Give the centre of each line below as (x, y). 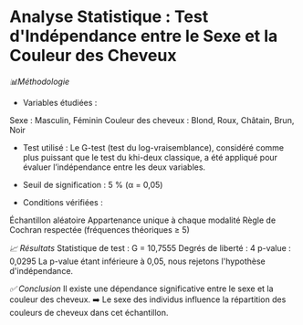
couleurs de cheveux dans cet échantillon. (89, 312)
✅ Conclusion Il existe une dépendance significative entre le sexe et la (141, 288)
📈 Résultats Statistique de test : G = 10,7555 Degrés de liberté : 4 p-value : (151, 247)
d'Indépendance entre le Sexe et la (144, 36)
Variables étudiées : (60, 102)
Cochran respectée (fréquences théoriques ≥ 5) (99, 229)
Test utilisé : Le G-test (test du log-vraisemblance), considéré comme (153, 147)
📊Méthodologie (40, 81)
